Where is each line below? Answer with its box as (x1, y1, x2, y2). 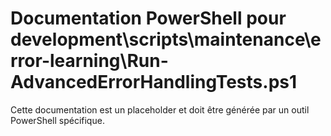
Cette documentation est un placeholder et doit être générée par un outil (10, 103, 310, 116)
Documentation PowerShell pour (10, 7, 287, 30)
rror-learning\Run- (10, 50, 169, 72)
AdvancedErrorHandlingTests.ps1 (10, 71, 298, 94)
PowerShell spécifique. (10, 114, 105, 126)
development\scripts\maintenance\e (10, 28, 322, 51)
